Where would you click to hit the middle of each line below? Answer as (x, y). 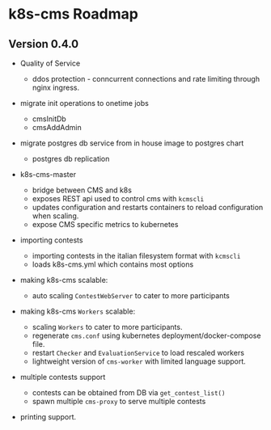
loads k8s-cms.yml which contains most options (113, 264)
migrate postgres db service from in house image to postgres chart (132, 143)
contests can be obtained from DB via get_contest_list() (129, 392)
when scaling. (55, 216)
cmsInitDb (49, 119)
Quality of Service (50, 63)
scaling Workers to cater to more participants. (107, 327)
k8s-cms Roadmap (74, 14)
